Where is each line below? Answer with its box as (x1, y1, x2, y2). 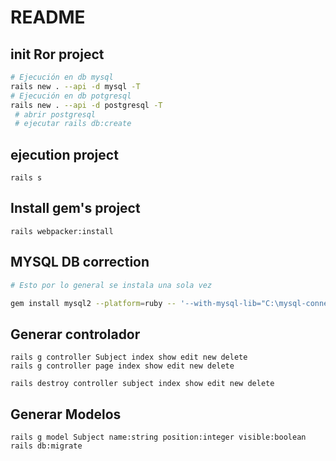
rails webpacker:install (10, 226, 114, 236)
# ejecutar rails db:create (14, 119, 132, 129)
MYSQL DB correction (10, 254, 150, 271)
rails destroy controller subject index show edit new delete (10, 379, 275, 389)
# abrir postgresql (14, 109, 97, 120)
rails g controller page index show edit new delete (10, 361, 235, 371)
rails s (10, 173, 43, 183)
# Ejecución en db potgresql (10, 91, 132, 101)
